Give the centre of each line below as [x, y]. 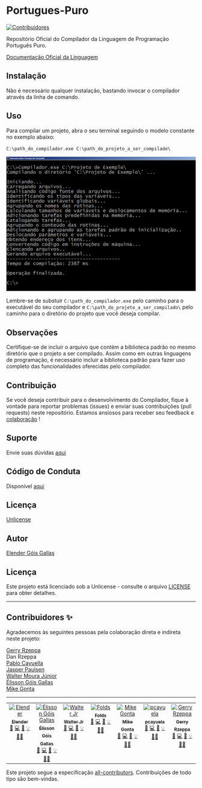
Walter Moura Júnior [32, 676]
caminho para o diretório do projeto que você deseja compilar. [83, 314]
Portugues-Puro [47, 11]
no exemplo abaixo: [31, 137]
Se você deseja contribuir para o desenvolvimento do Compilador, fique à [97, 400]
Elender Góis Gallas [31, 553]
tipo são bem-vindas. [32, 778]
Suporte [22, 438]
